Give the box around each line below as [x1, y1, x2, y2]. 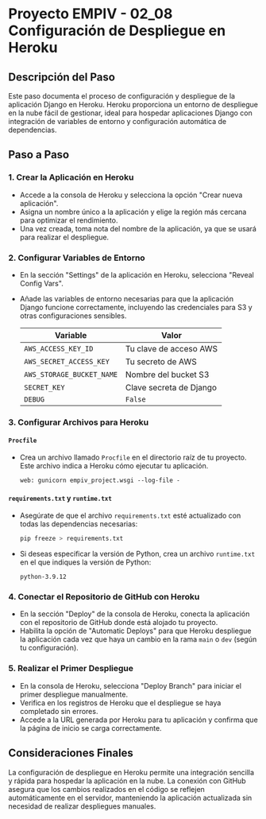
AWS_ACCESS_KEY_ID [23, 344, 94, 353]
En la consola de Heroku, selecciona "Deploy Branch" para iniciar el [19, 681, 242, 690]
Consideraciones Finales [8, 747, 133, 760]
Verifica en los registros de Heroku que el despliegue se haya [19, 697, 222, 708]
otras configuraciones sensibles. [19, 311, 127, 320]
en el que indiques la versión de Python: [19, 557, 152, 567]
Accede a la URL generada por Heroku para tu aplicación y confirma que [19, 715, 258, 724]
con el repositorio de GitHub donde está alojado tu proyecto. [19, 618, 218, 627]
